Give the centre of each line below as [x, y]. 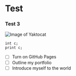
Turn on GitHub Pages [34, 57]
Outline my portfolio [32, 62]
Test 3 [13, 24]
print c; [14, 48]
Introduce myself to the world [41, 68]
